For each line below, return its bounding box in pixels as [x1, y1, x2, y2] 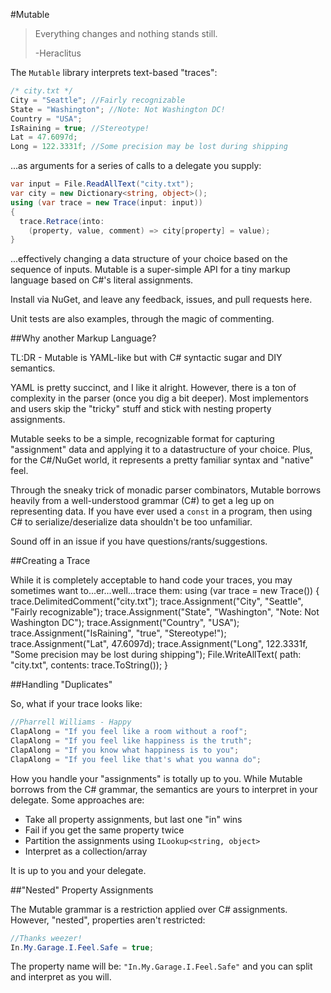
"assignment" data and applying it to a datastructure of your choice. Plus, [10, 444, 313, 456]
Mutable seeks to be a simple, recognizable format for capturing [10, 433, 275, 445]
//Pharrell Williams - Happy [10, 717, 132, 728]
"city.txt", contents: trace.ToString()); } [10, 659, 169, 671]
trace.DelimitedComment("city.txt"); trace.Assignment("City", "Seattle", [10, 595, 304, 608]
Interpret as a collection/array [24, 845, 148, 857]
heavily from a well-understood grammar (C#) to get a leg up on [10, 495, 275, 507]
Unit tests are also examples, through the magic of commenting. [10, 313, 275, 325]
